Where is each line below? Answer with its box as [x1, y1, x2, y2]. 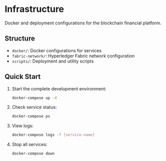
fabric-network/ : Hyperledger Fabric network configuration [11, 53, 135, 59]
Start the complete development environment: [11, 85, 107, 91]
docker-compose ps [11, 114, 50, 119]
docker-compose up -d [11, 95, 57, 100]
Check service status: [11, 104, 57, 110]
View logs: [11, 123, 33, 129]
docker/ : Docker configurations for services [11, 47, 102, 53]
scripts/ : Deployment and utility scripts [11, 58, 94, 64]
